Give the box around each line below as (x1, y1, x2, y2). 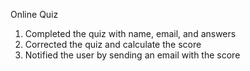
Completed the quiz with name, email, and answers (24, 28, 237, 39)
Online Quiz (10, 9, 59, 20)
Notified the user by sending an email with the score (24, 49, 241, 61)
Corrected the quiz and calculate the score (24, 39, 202, 50)
